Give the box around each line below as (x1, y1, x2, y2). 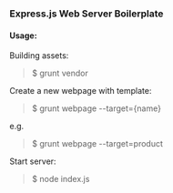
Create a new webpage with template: (9, 86, 152, 96)
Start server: (9, 156, 56, 167)
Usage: (9, 30, 38, 41)
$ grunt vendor (31, 67, 88, 79)
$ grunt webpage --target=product (31, 138, 164, 149)
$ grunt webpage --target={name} (31, 103, 162, 114)
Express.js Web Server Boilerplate (9, 7, 164, 20)
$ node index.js (31, 174, 90, 185)
